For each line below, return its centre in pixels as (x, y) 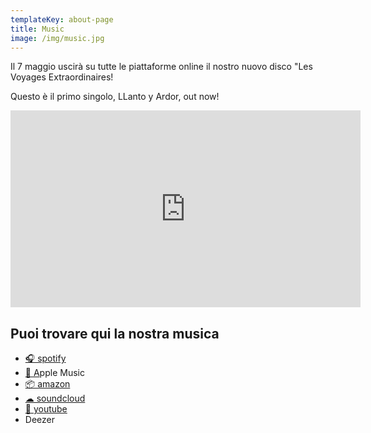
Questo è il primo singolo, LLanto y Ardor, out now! (115, 97)
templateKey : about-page (62, 19)
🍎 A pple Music (54, 373)
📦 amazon (47, 384)
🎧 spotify (45, 358)
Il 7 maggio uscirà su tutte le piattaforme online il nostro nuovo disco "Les (161, 67)
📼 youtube (46, 409)
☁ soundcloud (55, 398)
